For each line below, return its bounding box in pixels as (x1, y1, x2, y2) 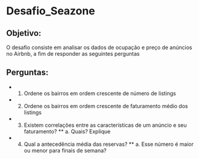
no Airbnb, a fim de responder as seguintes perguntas (6, 50, 140, 57)
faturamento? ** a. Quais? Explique (23, 127, 111, 135)
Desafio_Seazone (6, 4, 95, 18)
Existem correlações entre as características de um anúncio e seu (23, 121, 187, 129)
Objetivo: (6, 28, 42, 38)
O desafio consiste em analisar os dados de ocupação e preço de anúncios (6, 44, 192, 51)
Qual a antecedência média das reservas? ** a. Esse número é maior (23, 140, 194, 148)
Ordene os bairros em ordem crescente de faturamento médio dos (23, 102, 188, 109)
